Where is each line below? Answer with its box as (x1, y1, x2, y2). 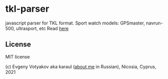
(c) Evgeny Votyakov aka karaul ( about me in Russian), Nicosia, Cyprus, (5, 63, 157, 69)
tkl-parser (5, 3, 50, 15)
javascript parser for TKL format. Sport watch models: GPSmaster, (5, 20, 145, 26)
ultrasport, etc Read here (16, 25, 69, 31)
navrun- (145, 20, 163, 26)
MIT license (5, 54, 30, 60)
